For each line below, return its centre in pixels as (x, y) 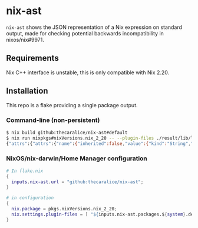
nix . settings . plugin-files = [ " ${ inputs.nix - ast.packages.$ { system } (98, 214)
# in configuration (30, 198)
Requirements (32, 58)
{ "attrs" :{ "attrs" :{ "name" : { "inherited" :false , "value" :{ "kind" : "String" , (99, 143)
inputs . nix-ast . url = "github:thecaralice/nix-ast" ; (77, 182)
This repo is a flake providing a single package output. (72, 105)
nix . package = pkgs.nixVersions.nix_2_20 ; (64, 209)
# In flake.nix (25, 171)
